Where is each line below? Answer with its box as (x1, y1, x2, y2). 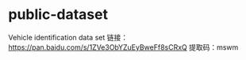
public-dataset (8, 6, 109, 24)
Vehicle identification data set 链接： (8, 32, 129, 42)
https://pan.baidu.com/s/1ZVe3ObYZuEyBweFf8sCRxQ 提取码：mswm (8, 42, 239, 52)
